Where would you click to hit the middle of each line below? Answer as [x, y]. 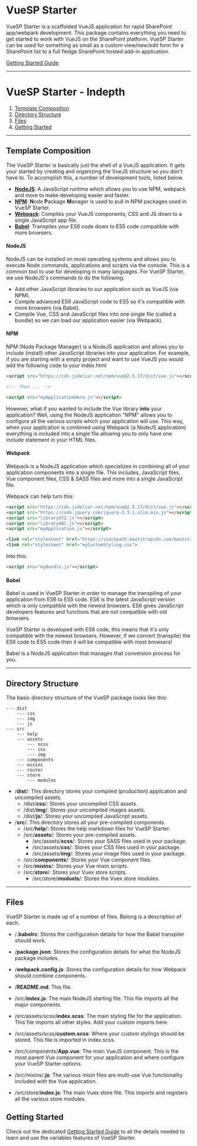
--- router [30, 770]
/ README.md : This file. [43, 987]
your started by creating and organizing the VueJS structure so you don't [94, 171]
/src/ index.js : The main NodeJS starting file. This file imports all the [96, 998]
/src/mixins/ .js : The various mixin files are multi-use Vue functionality [98, 1075]
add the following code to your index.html [56, 366]
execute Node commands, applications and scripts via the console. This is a [98, 265]
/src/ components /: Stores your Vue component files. [88, 860]
